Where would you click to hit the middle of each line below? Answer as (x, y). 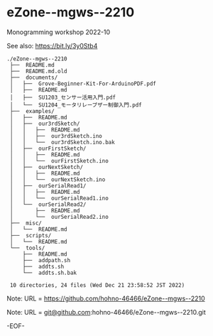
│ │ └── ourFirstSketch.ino (59, 161)
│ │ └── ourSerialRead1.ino (59, 198)
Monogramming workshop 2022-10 (59, 32)
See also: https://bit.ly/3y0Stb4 (52, 45)
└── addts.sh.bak (50, 273)
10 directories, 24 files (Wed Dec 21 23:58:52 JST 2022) (97, 285)
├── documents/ (34, 77)
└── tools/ (27, 248)
